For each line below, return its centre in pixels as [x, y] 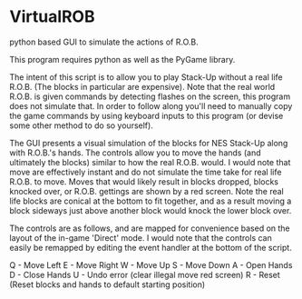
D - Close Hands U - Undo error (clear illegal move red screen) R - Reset [145, 274]
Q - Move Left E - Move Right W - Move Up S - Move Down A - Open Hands [151, 264]
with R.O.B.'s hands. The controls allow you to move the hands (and [135, 153]
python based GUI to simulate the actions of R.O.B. [104, 42]
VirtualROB [52, 17]
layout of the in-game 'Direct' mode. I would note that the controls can [141, 237]
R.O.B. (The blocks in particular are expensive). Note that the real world [142, 86]
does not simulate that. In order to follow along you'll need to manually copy [151, 105]
